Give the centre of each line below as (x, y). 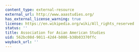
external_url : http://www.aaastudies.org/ (50, 14)
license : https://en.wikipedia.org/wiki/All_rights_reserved (70, 24)
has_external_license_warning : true (43, 19)
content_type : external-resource (40, 10)
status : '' (16, 28)
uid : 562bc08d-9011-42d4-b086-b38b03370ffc (51, 38)
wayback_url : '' (22, 42)
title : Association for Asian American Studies (55, 33)
